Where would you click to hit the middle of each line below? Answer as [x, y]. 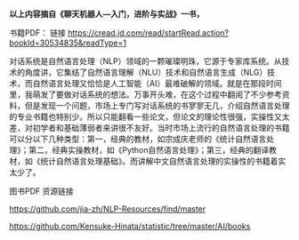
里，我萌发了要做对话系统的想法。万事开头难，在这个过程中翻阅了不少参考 [145, 94]
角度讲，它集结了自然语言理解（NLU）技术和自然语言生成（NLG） [146, 72]
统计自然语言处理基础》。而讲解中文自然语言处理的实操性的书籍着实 [163, 161]
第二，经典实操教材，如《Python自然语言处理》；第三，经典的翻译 [149, 150]
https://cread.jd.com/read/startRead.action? [149, 33]
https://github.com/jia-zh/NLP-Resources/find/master [108, 209]
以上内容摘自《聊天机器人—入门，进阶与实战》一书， [107, 14]
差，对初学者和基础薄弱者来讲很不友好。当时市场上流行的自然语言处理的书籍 [149, 128]
